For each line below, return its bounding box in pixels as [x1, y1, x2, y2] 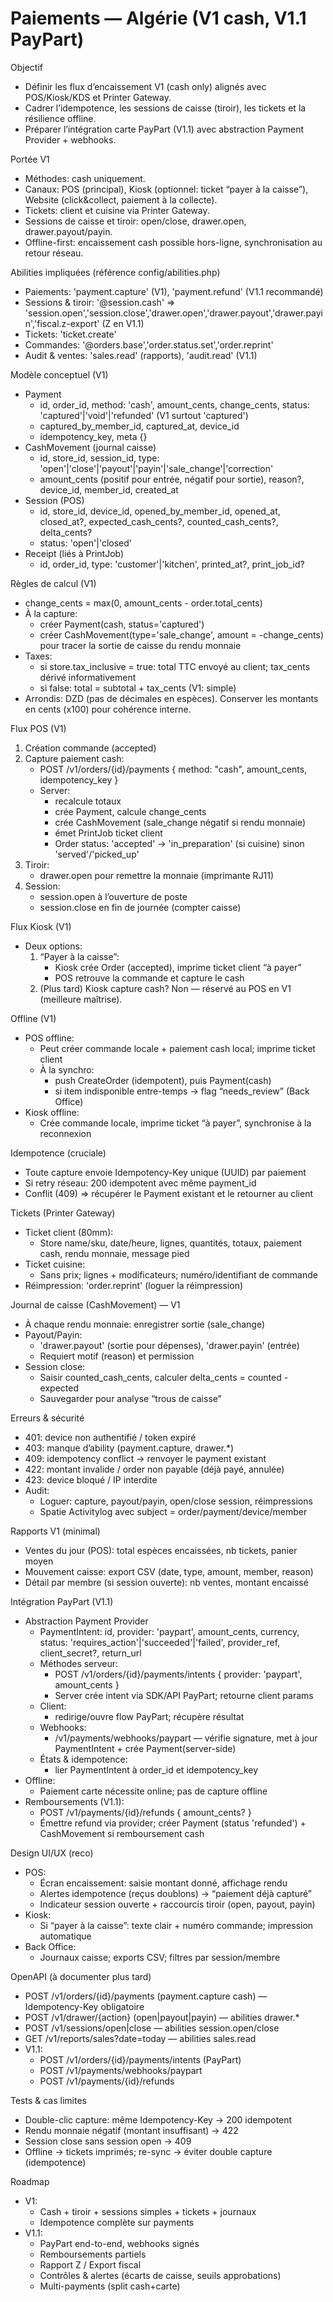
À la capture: [24, 607, 78, 619]
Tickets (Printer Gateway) [10, 1207, 116, 1219]
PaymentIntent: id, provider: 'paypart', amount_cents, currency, [39, 1625, 300, 1637]
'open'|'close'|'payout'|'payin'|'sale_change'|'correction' [39, 462, 274, 474]
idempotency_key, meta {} [39, 430, 148, 442]
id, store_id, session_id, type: [39, 452, 160, 464]
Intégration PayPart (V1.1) [10, 1595, 114, 1607]
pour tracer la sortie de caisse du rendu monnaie [39, 639, 242, 651]
